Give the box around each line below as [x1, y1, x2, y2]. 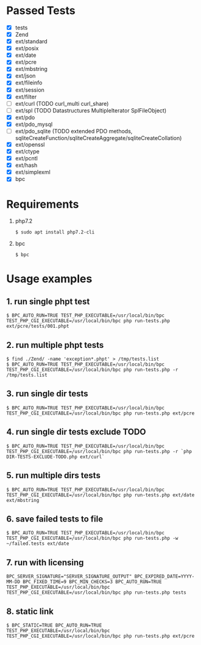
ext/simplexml [15, 169, 51, 176]
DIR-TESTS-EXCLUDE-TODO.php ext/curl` [6, 454, 105, 460]
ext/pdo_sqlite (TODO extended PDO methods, [15, 127, 133, 135]
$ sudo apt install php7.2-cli [15, 229, 95, 235]
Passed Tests [6, 4, 76, 18]
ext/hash [15, 161, 38, 169]
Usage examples [6, 272, 93, 286]
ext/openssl [15, 141, 45, 148]
